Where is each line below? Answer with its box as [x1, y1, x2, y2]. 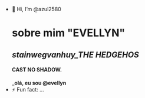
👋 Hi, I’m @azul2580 [11, 6, 62, 12]
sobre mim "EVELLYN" [11, 27, 126, 40]
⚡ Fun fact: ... [11, 86, 44, 93]
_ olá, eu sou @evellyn [11, 79, 67, 86]
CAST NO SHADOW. [11, 66, 62, 73]
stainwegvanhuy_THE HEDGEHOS [11, 50, 140, 60]
